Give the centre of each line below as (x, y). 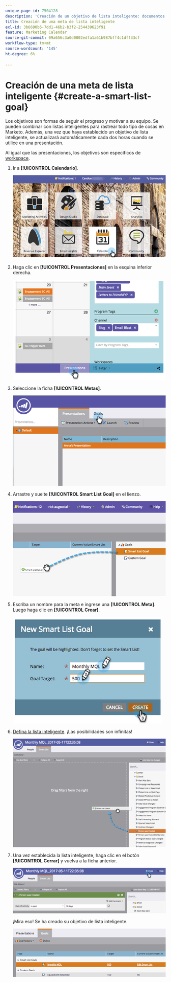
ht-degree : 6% (20, 54)
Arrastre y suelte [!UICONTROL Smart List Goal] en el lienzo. (77, 494)
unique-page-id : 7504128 (32, 11)
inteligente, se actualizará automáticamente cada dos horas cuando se (79, 138)
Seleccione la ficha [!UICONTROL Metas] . (57, 388)
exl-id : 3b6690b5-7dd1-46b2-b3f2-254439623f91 (55, 27)
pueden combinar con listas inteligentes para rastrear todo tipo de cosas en (85, 127)
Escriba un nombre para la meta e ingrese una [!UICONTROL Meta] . (84, 605)
